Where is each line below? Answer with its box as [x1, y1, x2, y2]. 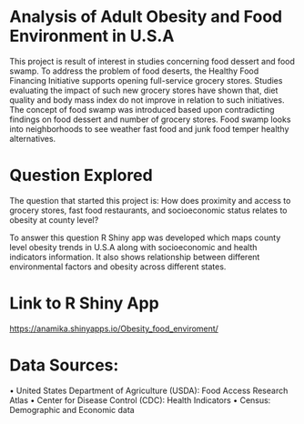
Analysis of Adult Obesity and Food [9, 6, 283, 27]
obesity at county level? [9, 214, 99, 225]
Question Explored [9, 166, 153, 186]
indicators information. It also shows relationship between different [9, 251, 260, 262]
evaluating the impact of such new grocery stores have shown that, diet [9, 85, 279, 96]
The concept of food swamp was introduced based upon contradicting [9, 104, 275, 115]
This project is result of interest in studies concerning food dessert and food [9, 56, 296, 66]
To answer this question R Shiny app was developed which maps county [9, 232, 281, 243]
